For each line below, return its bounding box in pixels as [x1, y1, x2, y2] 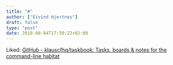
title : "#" [6, 8, 33, 15]
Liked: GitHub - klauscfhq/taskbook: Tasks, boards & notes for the [6, 46, 167, 53]
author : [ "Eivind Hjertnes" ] [6, 14, 78, 20]
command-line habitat [6, 53, 60, 60]
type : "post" [6, 25, 38, 31]
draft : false [6, 19, 38, 25]
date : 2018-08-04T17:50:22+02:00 [6, 30, 89, 36]
